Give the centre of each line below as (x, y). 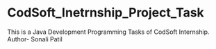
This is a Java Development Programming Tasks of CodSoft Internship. (108, 32)
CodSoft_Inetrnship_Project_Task (106, 13)
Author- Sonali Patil (35, 39)
